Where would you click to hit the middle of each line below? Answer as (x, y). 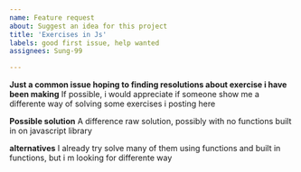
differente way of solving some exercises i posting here (113, 104)
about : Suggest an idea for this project (89, 26)
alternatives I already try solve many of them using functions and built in (145, 149)
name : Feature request (52, 18)
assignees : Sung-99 (46, 51)
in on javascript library (51, 131)
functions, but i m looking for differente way (91, 158)
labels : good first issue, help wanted (85, 43)
